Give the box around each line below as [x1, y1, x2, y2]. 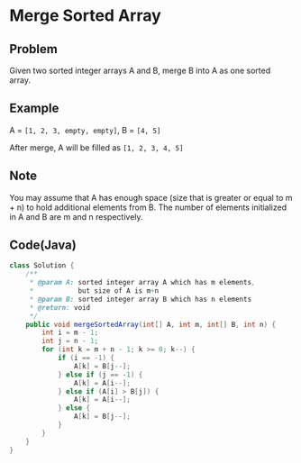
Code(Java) [9, 238, 77, 253]
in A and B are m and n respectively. [9, 211, 143, 222]
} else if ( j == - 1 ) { [57, 370, 143, 379]
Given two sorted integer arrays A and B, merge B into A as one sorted [9, 65, 271, 76]
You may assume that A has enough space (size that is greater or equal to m [9, 192, 293, 203]
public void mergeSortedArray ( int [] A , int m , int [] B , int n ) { [25, 320, 277, 329]
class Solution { [9, 261, 75, 270]
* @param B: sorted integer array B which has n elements [29, 295, 252, 304]
